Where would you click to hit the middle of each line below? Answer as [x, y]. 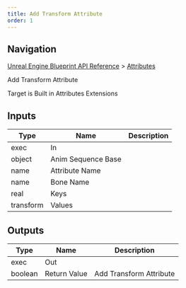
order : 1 [20, 21]
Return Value [66, 273]
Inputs [22, 116]
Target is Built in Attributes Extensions [63, 93]
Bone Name [70, 183]
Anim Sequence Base [86, 159]
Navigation [32, 49]
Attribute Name [76, 171]
